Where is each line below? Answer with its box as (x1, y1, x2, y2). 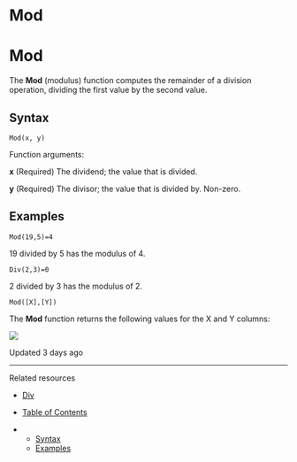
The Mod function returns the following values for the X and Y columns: (9, 313, 270, 324)
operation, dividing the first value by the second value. (9, 85, 208, 96)
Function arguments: (9, 149, 85, 159)
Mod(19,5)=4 (9, 232, 53, 242)
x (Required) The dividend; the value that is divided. (9, 166, 198, 177)
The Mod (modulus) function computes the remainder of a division (9, 75, 252, 86)
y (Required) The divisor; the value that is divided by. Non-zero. (9, 183, 241, 194)
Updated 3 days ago (9, 347, 84, 358)
